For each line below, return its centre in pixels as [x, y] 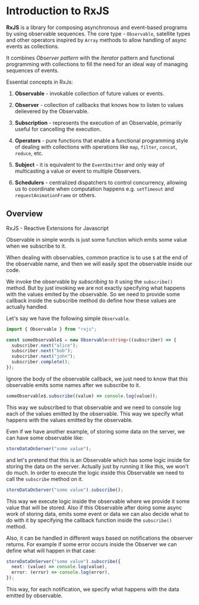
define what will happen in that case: [51, 550]
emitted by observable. [34, 596]
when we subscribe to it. [36, 246]
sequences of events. [33, 70]
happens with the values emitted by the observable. [70, 420]
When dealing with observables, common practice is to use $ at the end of [97, 257]
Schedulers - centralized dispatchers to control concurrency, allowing [101, 182]
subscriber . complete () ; [41, 362]
